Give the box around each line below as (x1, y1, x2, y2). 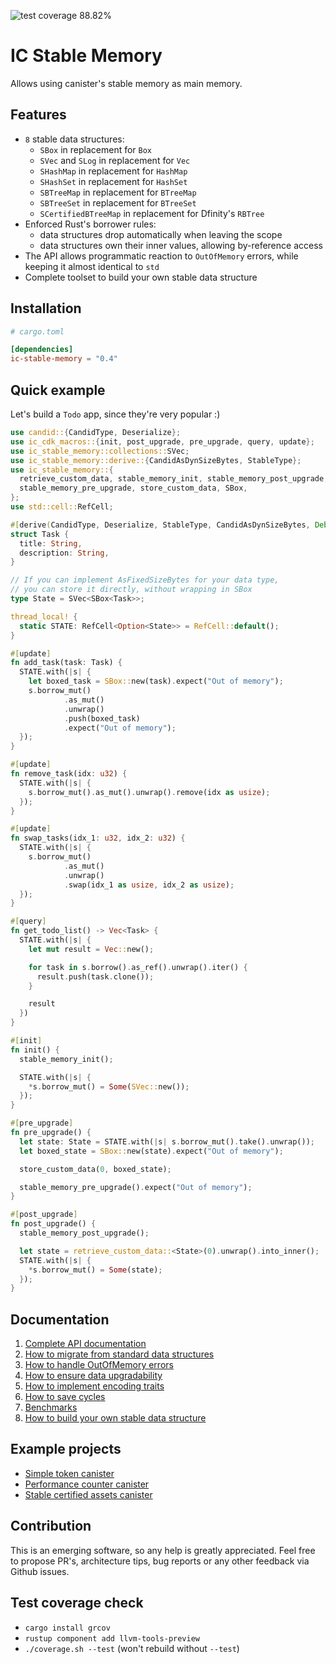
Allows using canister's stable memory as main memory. (10, 77, 243, 89)
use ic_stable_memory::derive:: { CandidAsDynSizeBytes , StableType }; (10, 455, 302, 465)
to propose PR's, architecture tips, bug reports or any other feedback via (10, 1555, 310, 1567)
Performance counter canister (24, 1478, 150, 1490)
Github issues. (10, 1565, 70, 1577)
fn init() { (10, 1045, 60, 1055)
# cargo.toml (10, 326, 65, 337)
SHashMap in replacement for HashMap (39, 165, 188, 177)
